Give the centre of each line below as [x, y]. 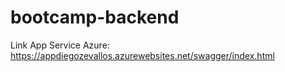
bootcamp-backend [95, 17]
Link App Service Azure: [60, 45]
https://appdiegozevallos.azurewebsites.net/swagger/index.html [142, 55]
